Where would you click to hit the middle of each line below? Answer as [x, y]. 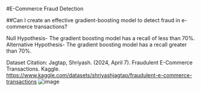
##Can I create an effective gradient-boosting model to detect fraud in [93, 20]
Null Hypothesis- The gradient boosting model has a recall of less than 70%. [100, 38]
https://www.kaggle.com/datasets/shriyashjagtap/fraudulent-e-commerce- [99, 75]
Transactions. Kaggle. [33, 69]
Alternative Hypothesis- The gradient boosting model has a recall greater [97, 45]
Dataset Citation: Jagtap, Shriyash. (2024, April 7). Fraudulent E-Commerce [100, 63]
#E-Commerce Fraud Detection [45, 9]
